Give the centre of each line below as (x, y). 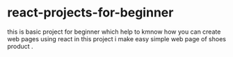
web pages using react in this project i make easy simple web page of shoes (116, 38)
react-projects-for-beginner (90, 13)
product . (20, 46)
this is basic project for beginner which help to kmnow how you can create (114, 32)
